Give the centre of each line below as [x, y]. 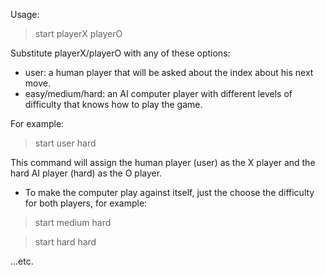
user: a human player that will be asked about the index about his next [169, 72]
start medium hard [73, 222]
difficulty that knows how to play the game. [113, 104]
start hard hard [65, 242]
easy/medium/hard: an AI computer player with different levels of [158, 93]
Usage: [25, 14]
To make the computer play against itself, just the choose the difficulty [169, 192]
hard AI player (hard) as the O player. [86, 173]
